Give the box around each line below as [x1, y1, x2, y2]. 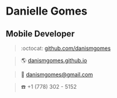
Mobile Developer [6, 29, 75, 39]
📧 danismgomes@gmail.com [20, 71, 93, 78]
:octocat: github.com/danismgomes [20, 44, 111, 52]
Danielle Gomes [6, 4, 88, 18]
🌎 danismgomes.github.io [20, 57, 87, 64]
